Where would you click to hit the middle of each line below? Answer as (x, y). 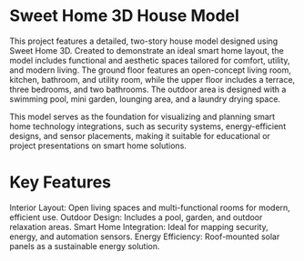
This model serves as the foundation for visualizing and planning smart (142, 116)
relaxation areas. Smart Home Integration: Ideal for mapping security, (139, 226)
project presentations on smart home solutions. (98, 146)
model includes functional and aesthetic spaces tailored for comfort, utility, (150, 60)
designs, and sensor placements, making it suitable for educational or (140, 136)
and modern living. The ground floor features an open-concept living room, (150, 70)
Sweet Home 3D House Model (124, 16)
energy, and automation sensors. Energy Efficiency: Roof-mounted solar (145, 236)
